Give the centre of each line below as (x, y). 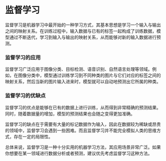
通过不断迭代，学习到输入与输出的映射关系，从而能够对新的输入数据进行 (83, 37)
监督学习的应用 (23, 57)
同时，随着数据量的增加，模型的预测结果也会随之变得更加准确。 (70, 113)
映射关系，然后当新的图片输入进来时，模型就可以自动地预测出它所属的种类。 (83, 82)
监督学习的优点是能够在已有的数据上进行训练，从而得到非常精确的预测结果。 (83, 107)
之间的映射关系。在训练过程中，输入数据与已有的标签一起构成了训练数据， (81, 31)
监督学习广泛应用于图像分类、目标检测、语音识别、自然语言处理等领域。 (79, 69)
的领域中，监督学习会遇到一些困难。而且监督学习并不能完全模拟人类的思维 (81, 130)
